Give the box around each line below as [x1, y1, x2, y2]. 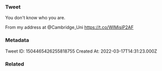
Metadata [5, 37, 29, 44]
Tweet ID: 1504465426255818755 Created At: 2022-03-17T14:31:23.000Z [5, 48, 157, 54]
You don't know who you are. [5, 15, 65, 21]
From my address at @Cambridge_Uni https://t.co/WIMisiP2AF [5, 24, 134, 30]
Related [5, 61, 24, 68]
